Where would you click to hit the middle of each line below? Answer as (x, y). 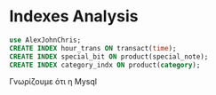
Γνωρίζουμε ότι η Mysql (53, 82)
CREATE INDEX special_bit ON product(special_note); (109, 56)
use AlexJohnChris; (45, 40)
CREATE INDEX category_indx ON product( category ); (105, 65)
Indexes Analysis (74, 16)
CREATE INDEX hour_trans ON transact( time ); (93, 48)
